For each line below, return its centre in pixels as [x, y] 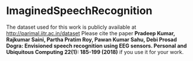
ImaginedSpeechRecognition [79, 11]
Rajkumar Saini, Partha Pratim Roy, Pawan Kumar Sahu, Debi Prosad [91, 39]
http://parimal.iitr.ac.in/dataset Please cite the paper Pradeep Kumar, [91, 33]
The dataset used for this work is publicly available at [71, 27]
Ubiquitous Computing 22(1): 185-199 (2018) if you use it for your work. [95, 52]
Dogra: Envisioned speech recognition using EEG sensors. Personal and [96, 46]
